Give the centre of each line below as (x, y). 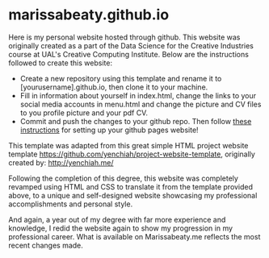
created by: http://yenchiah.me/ (61, 162)
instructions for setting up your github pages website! (109, 130)
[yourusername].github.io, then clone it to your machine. (114, 87)
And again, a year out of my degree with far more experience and (117, 219)
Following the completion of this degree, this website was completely (123, 178)
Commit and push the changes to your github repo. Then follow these (136, 121)
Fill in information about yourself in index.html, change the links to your (138, 95)
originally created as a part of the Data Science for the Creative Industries (131, 45)
